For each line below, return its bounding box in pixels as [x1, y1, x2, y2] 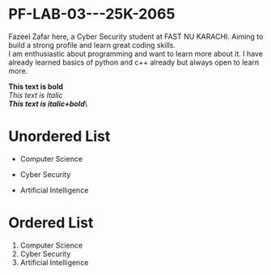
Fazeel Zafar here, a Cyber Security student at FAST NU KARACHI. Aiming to [8, 32, 264, 41]
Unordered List [8, 127, 111, 146]
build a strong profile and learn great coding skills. [8, 40, 176, 49]
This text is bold [8, 82, 63, 91]
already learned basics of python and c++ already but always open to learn [8, 57, 260, 67]
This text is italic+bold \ [8, 99, 87, 108]
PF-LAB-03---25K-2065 [8, 5, 176, 23]
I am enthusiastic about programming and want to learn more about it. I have [8, 49, 263, 58]
